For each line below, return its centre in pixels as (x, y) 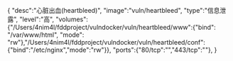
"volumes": (72, 19)
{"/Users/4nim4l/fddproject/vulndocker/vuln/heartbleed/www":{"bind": (112, 27)
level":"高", (38, 19)
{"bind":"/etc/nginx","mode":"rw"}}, (59, 50)
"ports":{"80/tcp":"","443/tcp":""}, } (165, 50)
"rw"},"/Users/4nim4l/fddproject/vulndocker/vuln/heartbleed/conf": (107, 42)
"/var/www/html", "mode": (46, 35)
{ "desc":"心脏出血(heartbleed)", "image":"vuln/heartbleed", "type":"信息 (114, 10)
